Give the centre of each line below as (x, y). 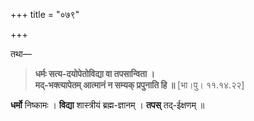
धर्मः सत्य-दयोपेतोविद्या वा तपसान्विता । (94, 73)
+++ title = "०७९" (45, 14)
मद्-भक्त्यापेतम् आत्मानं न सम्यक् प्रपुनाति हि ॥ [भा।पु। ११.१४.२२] (139, 85)
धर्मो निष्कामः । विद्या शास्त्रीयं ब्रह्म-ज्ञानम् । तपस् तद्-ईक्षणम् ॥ (107, 105)
